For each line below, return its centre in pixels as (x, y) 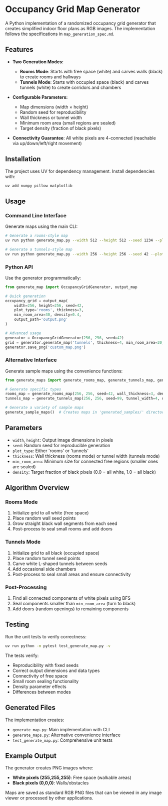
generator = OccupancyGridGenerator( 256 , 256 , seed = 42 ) (64, 338)
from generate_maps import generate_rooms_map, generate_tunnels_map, (80, 380)
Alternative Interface (31, 360)
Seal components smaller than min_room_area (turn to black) (74, 604)
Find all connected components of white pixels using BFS (71, 598)
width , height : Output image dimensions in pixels (63, 440)
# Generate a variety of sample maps (44, 408)
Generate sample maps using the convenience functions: (64, 371)
